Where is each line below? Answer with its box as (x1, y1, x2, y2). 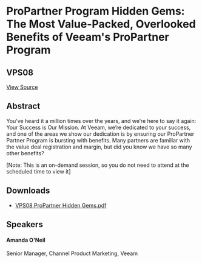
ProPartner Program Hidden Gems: (6, 4, 185, 18)
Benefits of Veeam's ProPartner (6, 30, 170, 44)
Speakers (6, 219, 44, 230)
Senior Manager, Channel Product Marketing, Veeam (6, 250, 138, 257)
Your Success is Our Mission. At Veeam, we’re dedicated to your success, (6, 124, 191, 131)
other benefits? (6, 149, 44, 156)
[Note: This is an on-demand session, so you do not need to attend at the (6, 161, 189, 169)
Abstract (6, 101, 41, 111)
